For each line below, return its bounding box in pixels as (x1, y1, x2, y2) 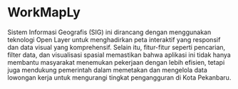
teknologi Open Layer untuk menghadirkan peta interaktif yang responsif (7, 35, 221, 43)
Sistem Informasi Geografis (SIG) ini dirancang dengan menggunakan (7, 28, 212, 36)
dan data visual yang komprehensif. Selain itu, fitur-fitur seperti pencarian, (7, 43, 226, 51)
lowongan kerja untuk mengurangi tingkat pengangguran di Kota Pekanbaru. (7, 73, 232, 82)
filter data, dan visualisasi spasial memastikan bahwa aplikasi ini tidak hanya (7, 51, 232, 59)
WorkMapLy (7, 4, 81, 21)
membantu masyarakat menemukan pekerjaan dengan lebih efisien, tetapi (7, 58, 225, 66)
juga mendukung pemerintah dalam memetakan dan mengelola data (7, 66, 208, 74)
